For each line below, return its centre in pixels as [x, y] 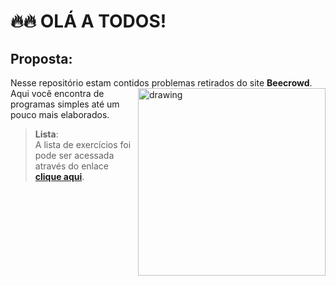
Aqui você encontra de [57, 93]
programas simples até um [65, 104]
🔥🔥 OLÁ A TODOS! [88, 21]
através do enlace [71, 166]
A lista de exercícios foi [83, 144]
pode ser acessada [74, 155]
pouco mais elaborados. [60, 114]
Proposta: [41, 58]
